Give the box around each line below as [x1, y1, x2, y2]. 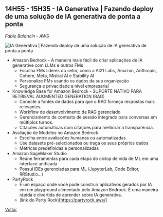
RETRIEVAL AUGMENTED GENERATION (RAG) [12, 93, 105, 99]
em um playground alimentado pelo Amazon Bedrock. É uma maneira [19, 186, 158, 193]
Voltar [5, 206, 17, 212]
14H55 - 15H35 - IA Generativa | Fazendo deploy [5, 5, 154, 13]
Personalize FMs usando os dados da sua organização [19, 78, 129, 83]
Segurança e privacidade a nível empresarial [19, 83, 109, 89]
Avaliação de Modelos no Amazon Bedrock [12, 130, 99, 136]
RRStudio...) [19, 171, 44, 177]
